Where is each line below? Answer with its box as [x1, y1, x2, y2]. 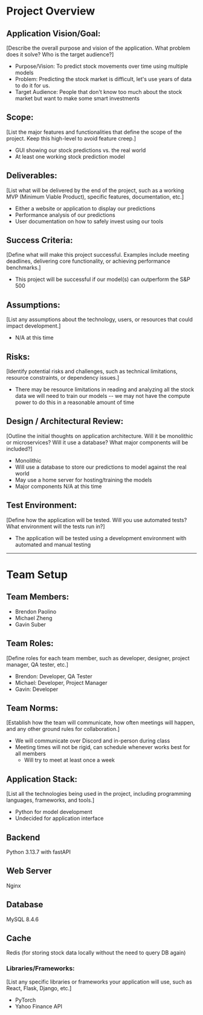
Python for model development [14, 808, 92, 816]
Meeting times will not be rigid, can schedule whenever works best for [14, 744, 190, 751]
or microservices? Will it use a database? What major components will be [6, 438, 188, 446]
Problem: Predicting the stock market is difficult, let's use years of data [14, 76, 192, 82]
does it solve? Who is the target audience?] [6, 51, 114, 58]
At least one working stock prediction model [14, 153, 125, 160]
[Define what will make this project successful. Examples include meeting [6, 251, 189, 259]
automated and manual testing [14, 541, 91, 548]
